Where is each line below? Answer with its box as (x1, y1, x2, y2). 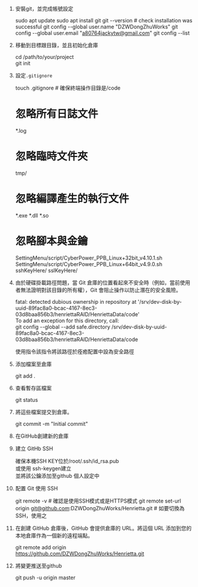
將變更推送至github (15, 562, 62, 569)
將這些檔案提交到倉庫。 (15, 408, 72, 415)
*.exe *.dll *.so (15, 212, 49, 219)
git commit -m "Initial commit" (15, 420, 88, 427)
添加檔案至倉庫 (15, 360, 52, 368)
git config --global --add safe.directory (15, 323, 111, 330)
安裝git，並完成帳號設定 (15, 5, 74, 12)
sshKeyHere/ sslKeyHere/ (15, 267, 78, 274)
